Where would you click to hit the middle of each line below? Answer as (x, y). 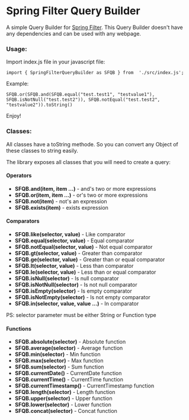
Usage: (17, 49)
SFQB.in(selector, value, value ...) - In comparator (77, 303)
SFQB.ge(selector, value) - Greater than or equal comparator (90, 259)
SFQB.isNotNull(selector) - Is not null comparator (76, 284)
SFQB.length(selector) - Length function (65, 392)
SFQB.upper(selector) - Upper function (63, 399)
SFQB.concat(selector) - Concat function (66, 411)
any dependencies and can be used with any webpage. (73, 33)
